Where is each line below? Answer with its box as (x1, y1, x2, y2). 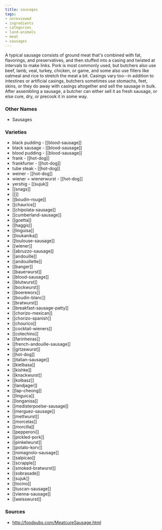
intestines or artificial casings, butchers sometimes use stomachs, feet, (5, 78, 148, 84)
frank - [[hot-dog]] (12, 155, 50, 161)
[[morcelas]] (12, 419, 37, 424)
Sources (5, 509, 25, 515)
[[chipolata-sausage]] (12, 207, 56, 213)
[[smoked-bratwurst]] (12, 465, 56, 471)
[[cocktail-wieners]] (12, 326, 52, 332)
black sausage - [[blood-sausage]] (12, 145, 82, 151)
